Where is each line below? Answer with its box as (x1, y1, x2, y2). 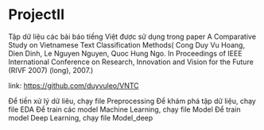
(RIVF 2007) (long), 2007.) (8, 65, 94, 75)
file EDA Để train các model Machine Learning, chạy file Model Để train (8, 105, 241, 114)
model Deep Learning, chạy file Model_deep (8, 113, 153, 122)
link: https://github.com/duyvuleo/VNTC (8, 81, 139, 90)
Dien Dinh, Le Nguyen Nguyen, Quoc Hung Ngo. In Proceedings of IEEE (8, 48, 243, 58)
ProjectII (8, 6, 65, 24)
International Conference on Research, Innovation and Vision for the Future (8, 57, 254, 67)
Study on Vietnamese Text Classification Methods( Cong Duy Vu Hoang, (8, 40, 245, 49)
